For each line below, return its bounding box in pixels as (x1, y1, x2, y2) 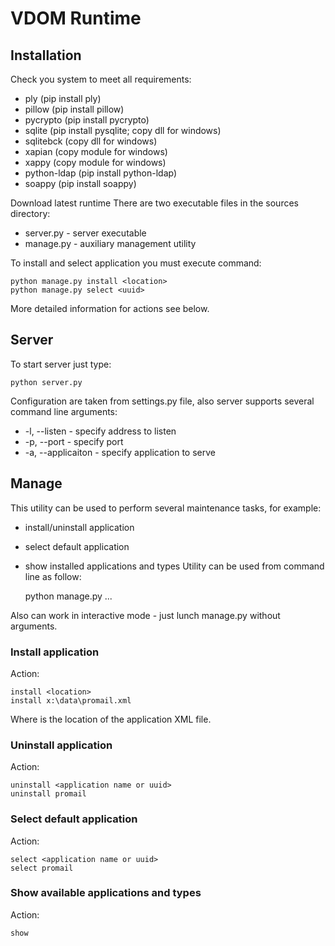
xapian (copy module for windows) (24, 146, 168, 157)
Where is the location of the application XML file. (10, 713, 212, 725)
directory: (10, 208, 51, 219)
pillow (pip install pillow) (24, 103, 125, 115)
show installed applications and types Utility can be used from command (24, 560, 325, 572)
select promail (10, 863, 74, 873)
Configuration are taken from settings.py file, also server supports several (10, 395, 315, 407)
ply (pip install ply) (24, 93, 102, 104)
